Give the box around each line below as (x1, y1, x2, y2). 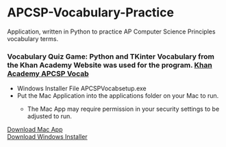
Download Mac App (7, 125, 63, 134)
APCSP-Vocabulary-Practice (7, 5, 175, 21)
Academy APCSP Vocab (7, 68, 89, 78)
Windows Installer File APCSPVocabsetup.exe (16, 84, 147, 93)
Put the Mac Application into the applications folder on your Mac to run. (16, 92, 219, 100)
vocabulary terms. (7, 34, 59, 42)
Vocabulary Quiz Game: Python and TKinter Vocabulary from (7, 51, 214, 61)
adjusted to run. (27, 112, 72, 120)
